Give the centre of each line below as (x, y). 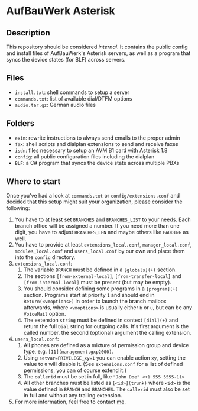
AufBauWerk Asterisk (61, 11)
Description (28, 33)
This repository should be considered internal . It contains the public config (97, 47)
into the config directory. (45, 257)
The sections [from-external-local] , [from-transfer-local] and (102, 276)
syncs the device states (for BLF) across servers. (66, 59)
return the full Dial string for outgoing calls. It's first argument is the (106, 326)
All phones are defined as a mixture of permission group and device (106, 345)
